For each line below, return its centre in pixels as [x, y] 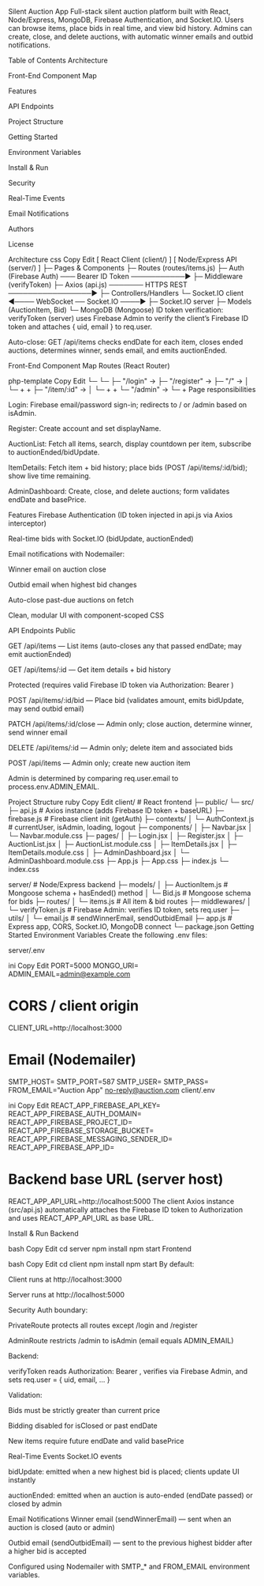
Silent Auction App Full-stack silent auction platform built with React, [119, 11]
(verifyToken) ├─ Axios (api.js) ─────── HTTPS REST [98, 285]
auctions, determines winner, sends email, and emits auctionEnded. [118, 350]
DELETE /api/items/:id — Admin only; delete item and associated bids [121, 748]
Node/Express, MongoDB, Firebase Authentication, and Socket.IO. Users [126, 20]
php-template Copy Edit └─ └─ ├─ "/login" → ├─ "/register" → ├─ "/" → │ [129, 381]
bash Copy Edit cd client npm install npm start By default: [101, 1263]
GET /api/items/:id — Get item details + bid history [89, 670]
